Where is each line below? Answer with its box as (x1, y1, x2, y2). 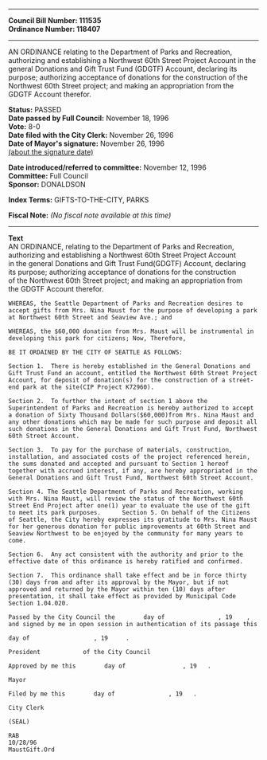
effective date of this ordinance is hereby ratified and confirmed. (8, 558, 244, 566)
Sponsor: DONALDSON (8, 180, 86, 189)
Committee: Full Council (8, 171, 89, 180)
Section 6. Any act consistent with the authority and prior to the (8, 550, 244, 558)
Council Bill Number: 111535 (8, 16, 102, 25)
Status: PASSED (8, 105, 62, 114)
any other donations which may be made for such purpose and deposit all (8, 418, 258, 426)
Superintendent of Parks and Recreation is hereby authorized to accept (8, 404, 254, 412)
